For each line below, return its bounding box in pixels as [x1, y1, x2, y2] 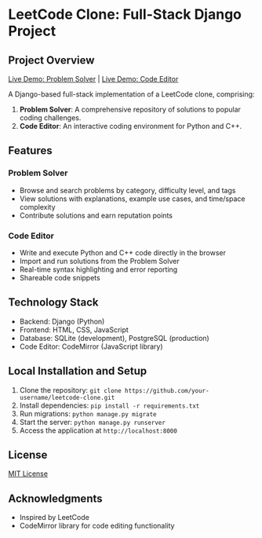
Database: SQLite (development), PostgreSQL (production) [19, 333, 209, 342]
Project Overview [8, 53, 95, 67]
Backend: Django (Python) [19, 317, 105, 326]
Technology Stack [8, 296, 99, 309]
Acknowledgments [8, 492, 104, 505]
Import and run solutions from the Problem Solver [19, 256, 180, 265]
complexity [19, 202, 56, 211]
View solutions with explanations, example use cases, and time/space [19, 194, 246, 203]
